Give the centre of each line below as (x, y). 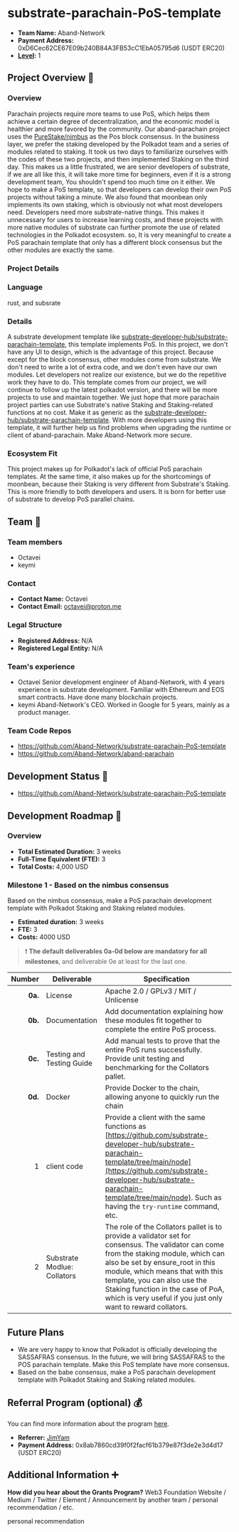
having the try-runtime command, (162, 1207)
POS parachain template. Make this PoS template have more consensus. (123, 1364)
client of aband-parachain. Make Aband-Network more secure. (100, 435)
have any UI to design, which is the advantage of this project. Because (111, 352)
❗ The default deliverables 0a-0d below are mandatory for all (116, 951)
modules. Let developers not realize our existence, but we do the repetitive (117, 374)
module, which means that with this (164, 1271)
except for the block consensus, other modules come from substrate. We (115, 360)
